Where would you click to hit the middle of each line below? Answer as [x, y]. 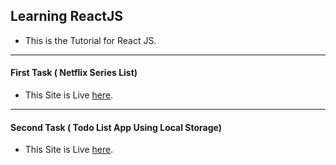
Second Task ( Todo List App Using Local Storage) [116, 127]
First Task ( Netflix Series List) [74, 73]
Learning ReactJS [67, 16]
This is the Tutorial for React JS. [90, 40]
